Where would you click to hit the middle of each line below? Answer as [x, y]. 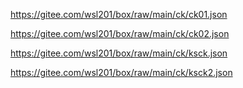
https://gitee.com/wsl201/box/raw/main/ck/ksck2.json [121, 72]
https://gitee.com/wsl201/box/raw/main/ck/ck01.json [119, 14]
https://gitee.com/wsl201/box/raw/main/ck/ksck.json [119, 53]
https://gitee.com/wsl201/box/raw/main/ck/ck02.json [120, 33]
